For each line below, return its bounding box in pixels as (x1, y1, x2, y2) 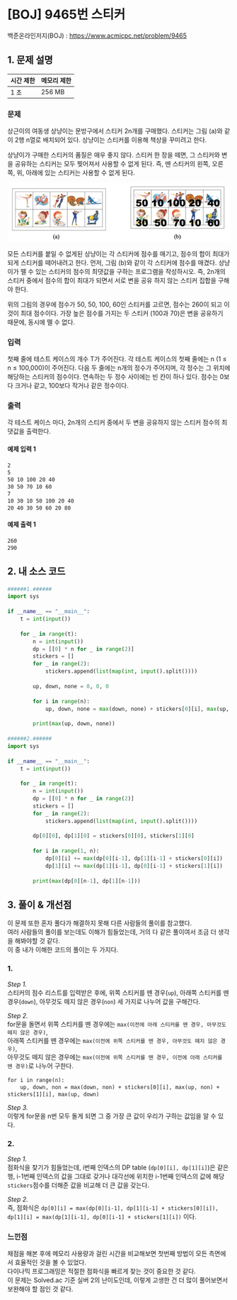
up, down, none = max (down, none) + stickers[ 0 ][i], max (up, (45, 705, 230, 712)
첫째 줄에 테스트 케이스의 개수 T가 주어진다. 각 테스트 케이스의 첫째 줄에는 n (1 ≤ (7, 355, 227, 363)
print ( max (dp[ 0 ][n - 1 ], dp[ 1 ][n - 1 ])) (33, 877, 141, 884)
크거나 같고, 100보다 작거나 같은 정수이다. (14, 381, 129, 390)
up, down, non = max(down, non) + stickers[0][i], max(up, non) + (20, 1084, 220, 1091)
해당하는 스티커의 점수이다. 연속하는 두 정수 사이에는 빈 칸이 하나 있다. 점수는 (7, 373, 219, 381)
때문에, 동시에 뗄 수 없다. (7, 317, 76, 326)
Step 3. (7, 1103, 28, 1111)
